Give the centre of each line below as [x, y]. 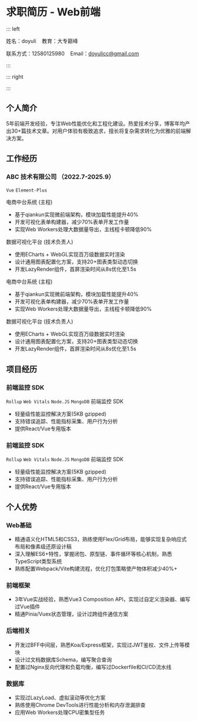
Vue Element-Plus [27, 190]
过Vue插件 [27, 607]
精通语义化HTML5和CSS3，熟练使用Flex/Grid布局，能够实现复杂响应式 [101, 539]
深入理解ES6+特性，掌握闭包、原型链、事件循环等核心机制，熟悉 [93, 554]
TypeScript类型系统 [38, 561]
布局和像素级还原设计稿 [43, 546]
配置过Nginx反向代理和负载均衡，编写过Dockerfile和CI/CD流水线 [93, 667]
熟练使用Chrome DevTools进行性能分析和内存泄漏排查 [80, 705]
